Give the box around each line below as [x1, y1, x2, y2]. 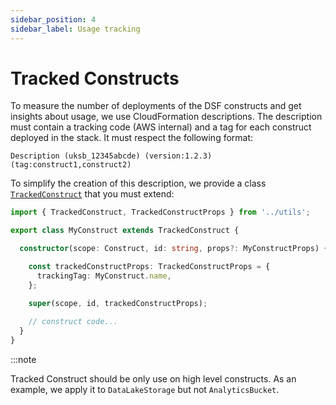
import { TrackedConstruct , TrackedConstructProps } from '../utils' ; [10, 207, 311, 218]
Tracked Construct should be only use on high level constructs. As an [10, 373, 297, 385]
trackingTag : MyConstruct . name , [36, 271, 172, 281]
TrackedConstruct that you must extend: [10, 188, 175, 200]
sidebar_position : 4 [10, 14, 97, 25]
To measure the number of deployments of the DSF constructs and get [10, 100, 302, 112]
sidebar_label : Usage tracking [10, 24, 141, 34]
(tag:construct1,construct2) [10, 160, 132, 170]
